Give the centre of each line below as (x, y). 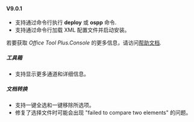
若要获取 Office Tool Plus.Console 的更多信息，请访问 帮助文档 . (84, 43)
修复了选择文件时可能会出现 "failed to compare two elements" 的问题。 (103, 113)
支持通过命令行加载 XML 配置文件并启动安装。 (72, 30)
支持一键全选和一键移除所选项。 (55, 105)
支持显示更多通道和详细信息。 (52, 74)
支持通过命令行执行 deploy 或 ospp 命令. (66, 23)
